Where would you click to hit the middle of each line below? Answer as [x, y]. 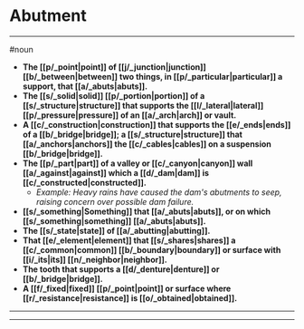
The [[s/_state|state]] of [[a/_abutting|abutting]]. [116, 230]
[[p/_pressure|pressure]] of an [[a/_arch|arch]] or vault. [129, 115]
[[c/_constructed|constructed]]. [84, 182]
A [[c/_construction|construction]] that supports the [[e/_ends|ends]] [157, 124]
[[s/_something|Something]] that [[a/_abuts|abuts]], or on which [147, 211]
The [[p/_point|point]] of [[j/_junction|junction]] [114, 67]
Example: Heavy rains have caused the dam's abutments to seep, [159, 192]
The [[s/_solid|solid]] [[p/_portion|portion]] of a [114, 95]
